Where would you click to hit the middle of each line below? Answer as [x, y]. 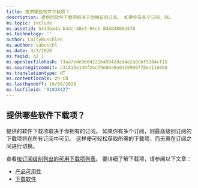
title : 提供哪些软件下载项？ [38, 12]
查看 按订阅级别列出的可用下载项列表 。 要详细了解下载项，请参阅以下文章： [99, 159]
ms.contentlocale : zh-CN [37, 78]
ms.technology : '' [29, 34]
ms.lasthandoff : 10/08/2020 [41, 84]
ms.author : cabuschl [32, 46]
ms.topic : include [29, 23]
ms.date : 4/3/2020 [29, 51]
